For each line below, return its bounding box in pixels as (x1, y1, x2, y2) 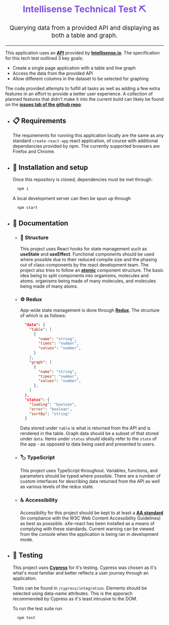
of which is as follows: (20, 312, 66, 319)
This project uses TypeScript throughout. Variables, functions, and (20, 467, 158, 473)
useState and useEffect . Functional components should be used (20, 251, 154, 257)
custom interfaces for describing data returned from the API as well (20, 478, 160, 484)
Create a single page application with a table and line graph (12, 65, 136, 71)
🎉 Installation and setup (12, 163, 88, 171)
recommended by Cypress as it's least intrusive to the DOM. (12, 595, 137, 602)
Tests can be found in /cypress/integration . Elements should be (12, 585, 147, 591)
